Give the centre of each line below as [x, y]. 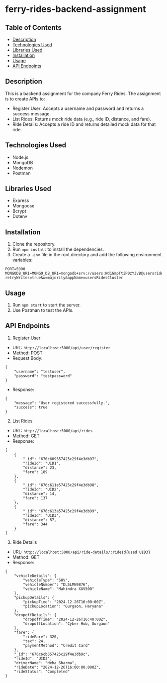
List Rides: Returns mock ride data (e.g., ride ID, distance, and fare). [82, 119]
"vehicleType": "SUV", [46, 580]
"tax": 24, [34, 641]
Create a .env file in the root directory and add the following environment [87, 255]
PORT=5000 [15, 269]
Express [21, 200]
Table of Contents [34, 28]
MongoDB [23, 162]
